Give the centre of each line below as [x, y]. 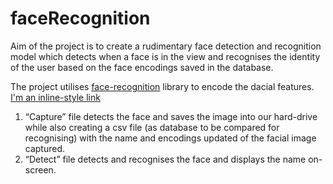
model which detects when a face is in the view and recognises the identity [165, 56]
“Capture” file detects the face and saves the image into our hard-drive [171, 116]
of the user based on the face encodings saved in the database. [142, 67]
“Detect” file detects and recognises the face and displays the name [165, 159]
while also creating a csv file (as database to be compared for [152, 127]
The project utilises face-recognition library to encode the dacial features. [162, 86]
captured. [45, 148]
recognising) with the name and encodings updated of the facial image [170, 138]
